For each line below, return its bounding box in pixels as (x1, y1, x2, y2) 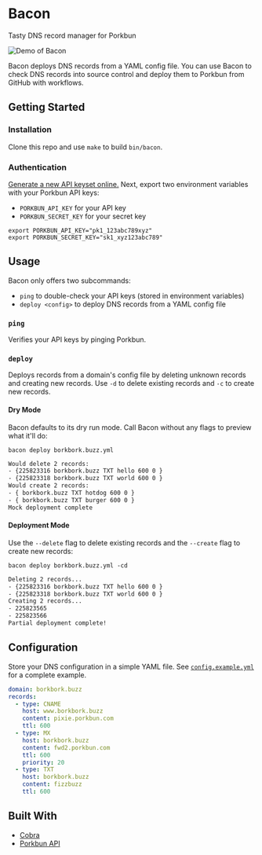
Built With (8, 809, 57, 823)
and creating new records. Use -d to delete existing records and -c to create (8, 379, 255, 388)
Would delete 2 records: (8, 460, 89, 468)
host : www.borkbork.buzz (22, 707, 104, 715)
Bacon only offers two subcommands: (8, 276, 131, 285)
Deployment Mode (8, 520, 70, 530)
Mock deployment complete (8, 504, 93, 512)
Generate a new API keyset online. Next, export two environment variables (8, 179, 249, 189)
